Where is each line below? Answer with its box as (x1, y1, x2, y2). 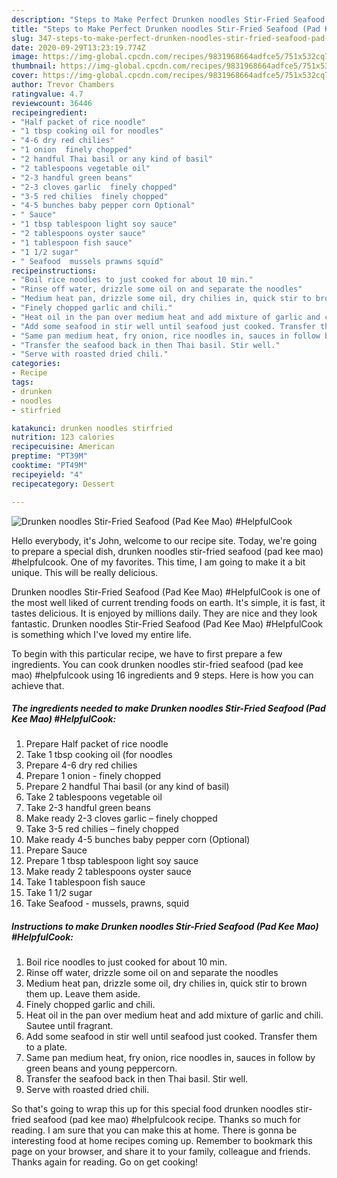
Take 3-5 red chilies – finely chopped (25, 823, 179, 835)
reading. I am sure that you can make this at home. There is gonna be (11, 1124, 298, 1136)
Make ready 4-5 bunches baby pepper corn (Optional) (25, 834, 251, 846)
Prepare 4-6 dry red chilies (25, 759, 138, 771)
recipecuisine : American (11, 442, 115, 452)
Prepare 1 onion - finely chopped (25, 770, 162, 782)
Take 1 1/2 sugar (25, 887, 93, 899)
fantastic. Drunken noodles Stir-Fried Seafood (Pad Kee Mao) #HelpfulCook (11, 617, 324, 630)
